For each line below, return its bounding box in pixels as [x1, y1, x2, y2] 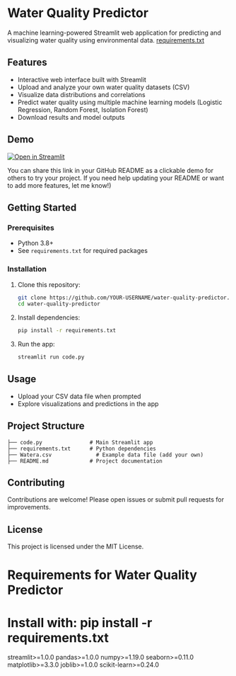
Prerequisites [7, 222, 54, 232]
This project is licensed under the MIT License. [7, 542, 144, 551]
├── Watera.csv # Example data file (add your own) [7, 451, 203, 458]
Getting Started [7, 201, 77, 213]
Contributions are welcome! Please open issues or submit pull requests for [7, 495, 225, 504]
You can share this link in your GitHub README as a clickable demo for [7, 166, 214, 174]
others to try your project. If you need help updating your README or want [7, 174, 225, 182]
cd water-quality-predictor [17, 300, 100, 308]
